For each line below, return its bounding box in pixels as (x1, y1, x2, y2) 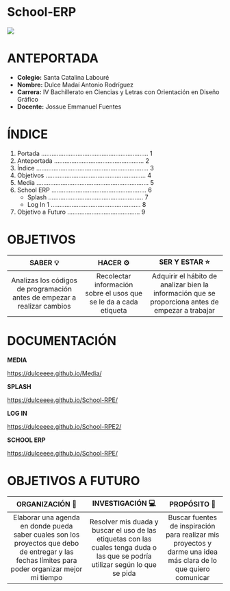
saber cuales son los (13, 530, 80, 539)
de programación (16, 284, 72, 293)
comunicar (175, 572, 210, 582)
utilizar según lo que (91, 559, 157, 569)
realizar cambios (17, 301, 71, 311)
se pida (112, 568, 136, 578)
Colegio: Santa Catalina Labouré (16, 73, 110, 81)
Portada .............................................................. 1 (16, 149, 153, 157)
